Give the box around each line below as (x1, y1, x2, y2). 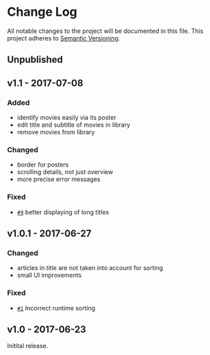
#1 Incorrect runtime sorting (16, 304, 96, 312)
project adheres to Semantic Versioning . (7, 34, 120, 42)
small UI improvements (16, 271, 82, 280)
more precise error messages (16, 175, 101, 184)
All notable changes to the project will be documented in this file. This (7, 27, 204, 35)
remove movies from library (16, 128, 95, 136)
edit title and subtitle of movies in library (16, 121, 131, 129)
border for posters (16, 160, 69, 169)
